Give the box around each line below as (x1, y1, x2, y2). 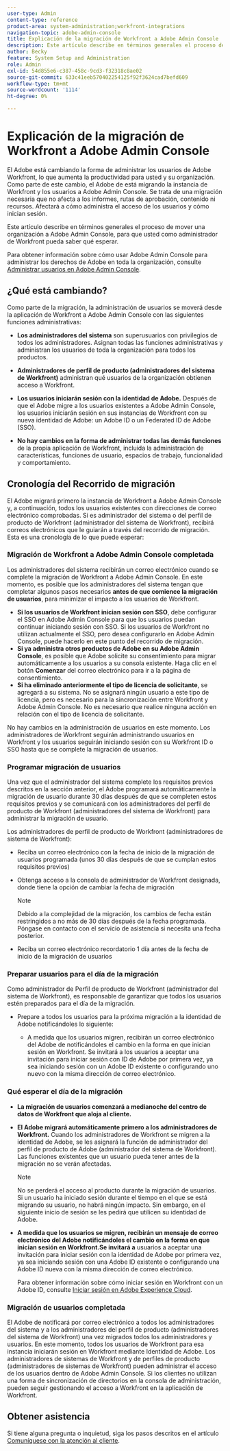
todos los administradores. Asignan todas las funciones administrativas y (16, 338, 223, 346)
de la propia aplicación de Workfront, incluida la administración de (16, 444, 204, 452)
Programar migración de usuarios (7, 762, 121, 771)
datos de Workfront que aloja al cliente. (16, 1110, 132, 1118)
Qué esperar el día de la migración (7, 1087, 123, 1096)
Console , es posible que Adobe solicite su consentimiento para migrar (16, 651, 216, 660)
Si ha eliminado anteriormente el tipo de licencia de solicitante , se (16, 680, 208, 689)
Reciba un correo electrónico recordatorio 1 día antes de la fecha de (16, 945, 209, 953)
